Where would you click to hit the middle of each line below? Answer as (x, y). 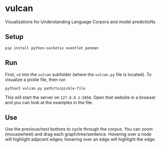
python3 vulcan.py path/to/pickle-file (45, 88)
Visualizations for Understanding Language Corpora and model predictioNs (80, 22)
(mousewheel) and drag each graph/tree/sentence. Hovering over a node (78, 134)
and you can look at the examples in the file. (49, 102)
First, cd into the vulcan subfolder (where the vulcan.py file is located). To (78, 74)
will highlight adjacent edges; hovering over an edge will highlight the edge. (80, 139)
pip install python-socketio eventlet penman (52, 48)
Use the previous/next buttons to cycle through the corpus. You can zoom (79, 129)
